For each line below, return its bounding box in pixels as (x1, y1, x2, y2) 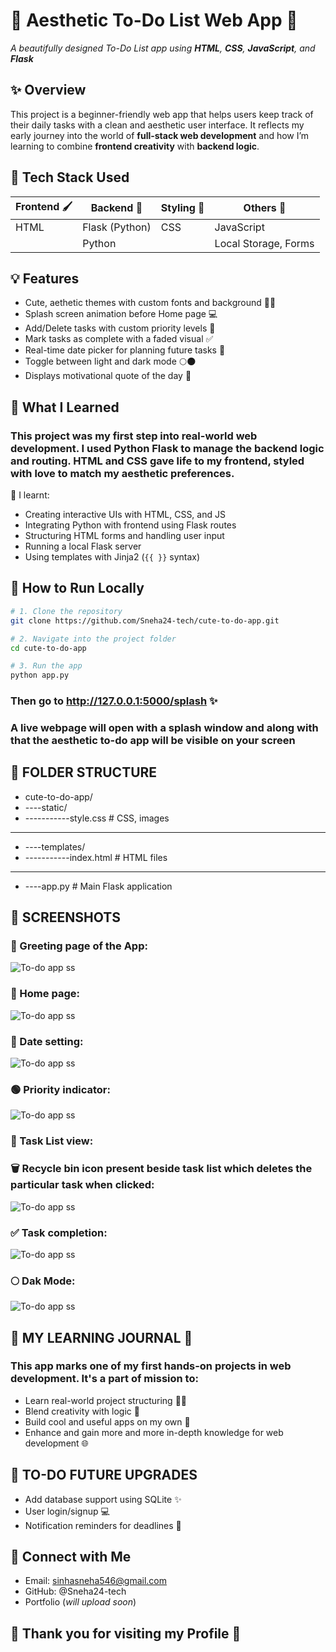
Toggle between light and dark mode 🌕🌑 (24, 355, 197, 368)
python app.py (10, 670, 70, 681)
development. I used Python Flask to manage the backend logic (10, 441, 325, 455)
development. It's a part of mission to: (10, 1372, 199, 1386)
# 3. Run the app (10, 661, 83, 671)
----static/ (24, 801, 68, 813)
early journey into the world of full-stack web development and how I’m (10, 129, 310, 141)
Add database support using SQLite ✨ (24, 1493, 182, 1505)
